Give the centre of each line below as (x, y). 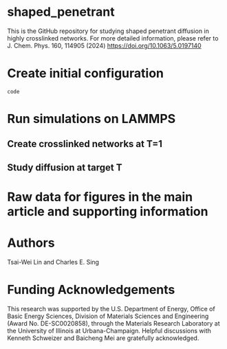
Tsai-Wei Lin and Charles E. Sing (53, 262)
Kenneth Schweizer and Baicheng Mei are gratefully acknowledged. (103, 338)
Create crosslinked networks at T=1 (85, 144)
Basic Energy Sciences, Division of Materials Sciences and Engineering (108, 316)
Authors (31, 243)
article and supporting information (108, 212)
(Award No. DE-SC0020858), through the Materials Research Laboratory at (113, 323)
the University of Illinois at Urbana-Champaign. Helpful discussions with (109, 330)
